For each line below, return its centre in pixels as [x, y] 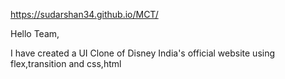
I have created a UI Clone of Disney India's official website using [143, 53]
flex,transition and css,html [66, 63]
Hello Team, [35, 33]
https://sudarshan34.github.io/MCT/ [84, 14]
